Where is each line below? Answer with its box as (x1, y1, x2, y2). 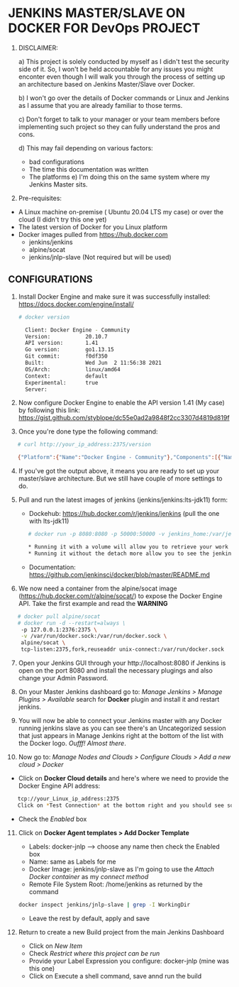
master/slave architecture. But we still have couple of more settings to (18, 474, 223, 483)
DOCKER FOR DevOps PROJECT (8, 20, 201, 36)
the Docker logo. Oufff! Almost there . (18, 739, 126, 747)
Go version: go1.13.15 (25, 346, 114, 353)
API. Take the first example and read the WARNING (18, 599, 169, 607)
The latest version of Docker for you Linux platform (18, 222, 168, 231)
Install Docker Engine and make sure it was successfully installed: (18, 292, 211, 301)
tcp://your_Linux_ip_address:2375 (17, 795, 120, 803)
